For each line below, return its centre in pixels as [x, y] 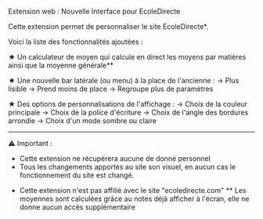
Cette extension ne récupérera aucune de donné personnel [115, 159]
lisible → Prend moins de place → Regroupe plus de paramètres [111, 89]
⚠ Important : [31, 143]
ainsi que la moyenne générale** [61, 65]
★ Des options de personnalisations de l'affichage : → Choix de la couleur [128, 104]
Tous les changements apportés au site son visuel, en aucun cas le [128, 167]
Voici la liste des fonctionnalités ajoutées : [76, 42]
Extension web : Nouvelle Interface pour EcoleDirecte [94, 11]
